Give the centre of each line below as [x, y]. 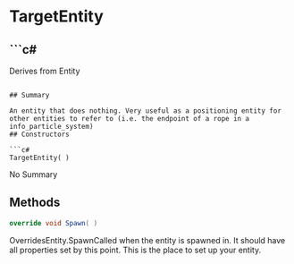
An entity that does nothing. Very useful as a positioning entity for [145, 111]
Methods [35, 203]
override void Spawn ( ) [54, 223]
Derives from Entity [45, 71]
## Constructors [39, 134]
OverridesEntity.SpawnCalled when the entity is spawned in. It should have [147, 240]
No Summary [34, 175]
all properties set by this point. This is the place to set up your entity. [135, 250]
